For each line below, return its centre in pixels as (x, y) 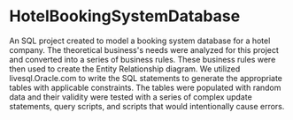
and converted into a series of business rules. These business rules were (143, 59)
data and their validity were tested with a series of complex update (131, 97)
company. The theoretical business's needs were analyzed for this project (144, 49)
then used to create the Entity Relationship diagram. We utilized (125, 69)
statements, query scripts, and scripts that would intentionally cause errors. (147, 106)
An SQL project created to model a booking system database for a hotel (140, 41)
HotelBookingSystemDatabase (125, 16)
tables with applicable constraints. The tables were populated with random (145, 87)
